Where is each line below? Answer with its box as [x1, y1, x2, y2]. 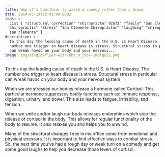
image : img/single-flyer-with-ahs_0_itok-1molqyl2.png [5, 52, 120, 58]
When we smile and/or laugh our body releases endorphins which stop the [5, 111, 156, 117]
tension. [5, 101, 22, 108]
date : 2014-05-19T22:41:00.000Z [5, 12, 71, 17]
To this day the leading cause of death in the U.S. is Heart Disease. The [5, 66, 149, 72]
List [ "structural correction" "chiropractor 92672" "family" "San [9, 21, 153, 26]
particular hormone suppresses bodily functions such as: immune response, [5, 91, 160, 97]
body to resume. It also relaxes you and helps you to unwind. [5, 121, 129, 127]
